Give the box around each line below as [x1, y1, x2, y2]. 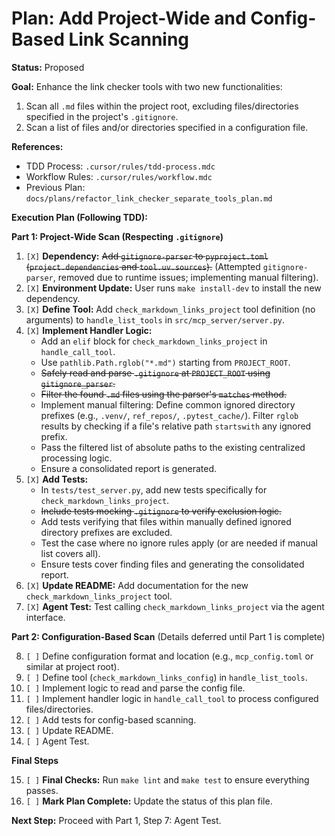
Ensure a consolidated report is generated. [40, 462, 218, 474]
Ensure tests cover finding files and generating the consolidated [40, 558, 305, 570]
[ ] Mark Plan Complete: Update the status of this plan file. [25, 795, 273, 807]
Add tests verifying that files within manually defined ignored [40, 515, 292, 527]
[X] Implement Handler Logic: [25, 324, 153, 336]
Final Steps [11, 754, 59, 766]
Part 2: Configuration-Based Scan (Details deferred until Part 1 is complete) [11, 630, 326, 642]
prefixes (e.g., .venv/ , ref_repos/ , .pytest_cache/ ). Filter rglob [40, 409, 299, 421]
